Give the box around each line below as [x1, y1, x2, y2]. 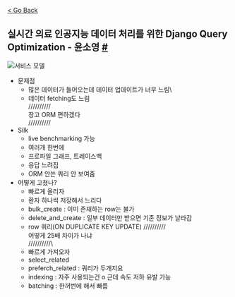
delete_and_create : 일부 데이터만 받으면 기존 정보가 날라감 [28, 213, 193, 222]
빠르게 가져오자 [28, 247, 71, 256]
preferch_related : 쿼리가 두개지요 [28, 264, 123, 272]
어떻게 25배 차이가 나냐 [28, 231, 93, 239]
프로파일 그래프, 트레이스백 [28, 152, 102, 160]
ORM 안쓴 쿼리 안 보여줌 [28, 169, 95, 178]
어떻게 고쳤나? [17, 178, 58, 186]
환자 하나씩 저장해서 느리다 [28, 195, 102, 204]
